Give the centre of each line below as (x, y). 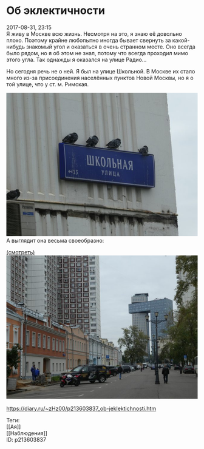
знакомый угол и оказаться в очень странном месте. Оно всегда (111, 47)
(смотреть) (21, 252)
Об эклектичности (56, 11)
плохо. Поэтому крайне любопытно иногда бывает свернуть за (89, 40)
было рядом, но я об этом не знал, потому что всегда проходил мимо (97, 53)
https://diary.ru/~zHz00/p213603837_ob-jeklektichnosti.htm (81, 408)
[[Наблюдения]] (27, 433)
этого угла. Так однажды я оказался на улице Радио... (76, 59)
